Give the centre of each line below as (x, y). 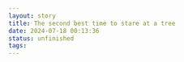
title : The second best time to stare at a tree (92, 23)
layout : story (32, 16)
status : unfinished (41, 38)
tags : (17, 46)
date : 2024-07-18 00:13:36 (54, 31)
